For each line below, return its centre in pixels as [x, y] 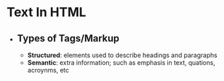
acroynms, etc [48, 70]
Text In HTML [46, 12]
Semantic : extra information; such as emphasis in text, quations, [121, 63]
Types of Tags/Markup [68, 38]
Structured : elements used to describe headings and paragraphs [122, 55]
